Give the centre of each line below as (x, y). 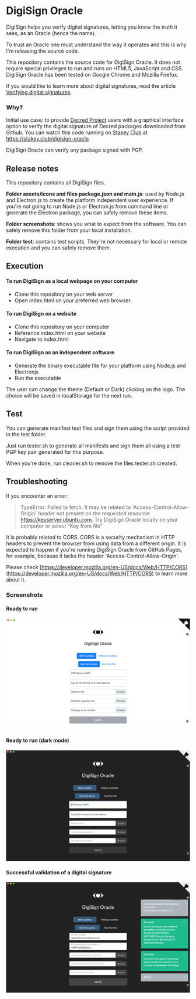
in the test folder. (26, 434)
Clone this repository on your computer (62, 327)
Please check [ (24, 567)
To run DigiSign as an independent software (60, 353)
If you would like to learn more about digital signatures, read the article (91, 85)
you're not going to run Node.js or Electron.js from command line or (87, 207)
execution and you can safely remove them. (59, 248)
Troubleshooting (37, 482)
